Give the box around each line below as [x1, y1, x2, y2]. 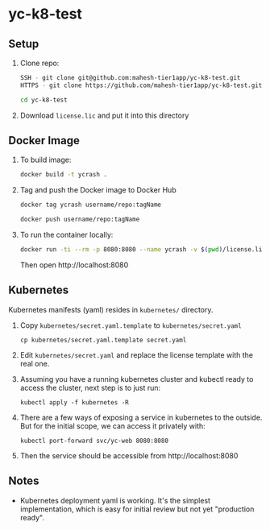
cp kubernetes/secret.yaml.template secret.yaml [19, 336, 187, 344]
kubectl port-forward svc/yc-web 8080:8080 [19, 437, 169, 445]
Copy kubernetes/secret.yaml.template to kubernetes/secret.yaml [19, 320, 242, 330]
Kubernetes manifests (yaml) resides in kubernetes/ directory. [8, 304, 214, 314]
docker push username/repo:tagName [19, 215, 140, 224]
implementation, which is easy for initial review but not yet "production [19, 504, 255, 514]
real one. [19, 358, 50, 368]
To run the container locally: [19, 230, 114, 240]
